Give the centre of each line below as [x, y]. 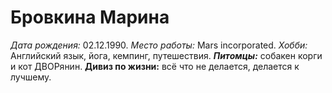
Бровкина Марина [90, 17]
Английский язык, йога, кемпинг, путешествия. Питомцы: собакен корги [166, 55]
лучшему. [31, 77]
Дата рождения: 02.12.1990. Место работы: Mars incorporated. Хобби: [159, 45]
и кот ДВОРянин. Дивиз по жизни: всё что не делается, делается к [155, 66]
